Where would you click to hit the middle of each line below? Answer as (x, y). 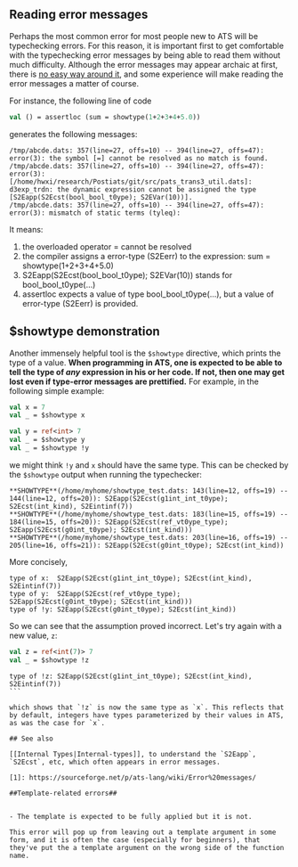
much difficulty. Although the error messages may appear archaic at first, (144, 64)
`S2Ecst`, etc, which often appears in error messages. (115, 762)
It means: (26, 229)
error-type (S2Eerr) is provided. (80, 303)
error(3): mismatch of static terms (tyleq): (95, 213)
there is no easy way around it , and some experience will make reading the (146, 74)
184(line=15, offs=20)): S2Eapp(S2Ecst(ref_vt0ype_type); (119, 522)
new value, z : (33, 635)
